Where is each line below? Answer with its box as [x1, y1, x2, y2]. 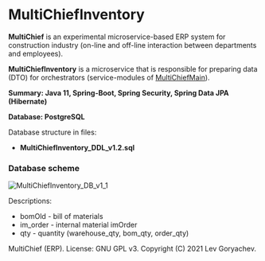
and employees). [8, 49, 64, 58]
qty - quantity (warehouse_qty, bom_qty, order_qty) [19, 228, 189, 238]
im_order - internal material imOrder [19, 220, 138, 230]
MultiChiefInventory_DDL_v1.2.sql [19, 142, 135, 152]
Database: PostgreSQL [8, 111, 85, 121]
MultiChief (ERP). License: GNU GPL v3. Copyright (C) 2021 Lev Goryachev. [8, 244, 257, 254]
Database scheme [8, 162, 80, 173]
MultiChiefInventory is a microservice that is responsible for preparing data [8, 64, 258, 73]
